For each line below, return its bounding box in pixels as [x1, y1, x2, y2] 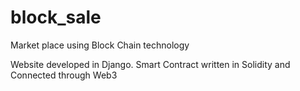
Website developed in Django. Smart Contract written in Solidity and [10, 58, 291, 70]
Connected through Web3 [10, 69, 118, 81]
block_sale [10, 6, 102, 29]
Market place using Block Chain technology [10, 39, 190, 51]
